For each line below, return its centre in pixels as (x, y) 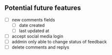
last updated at (34, 31)
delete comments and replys (40, 47)
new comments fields (33, 19)
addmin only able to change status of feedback (59, 42)
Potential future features (43, 8)
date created (32, 25)
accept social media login (37, 36)
